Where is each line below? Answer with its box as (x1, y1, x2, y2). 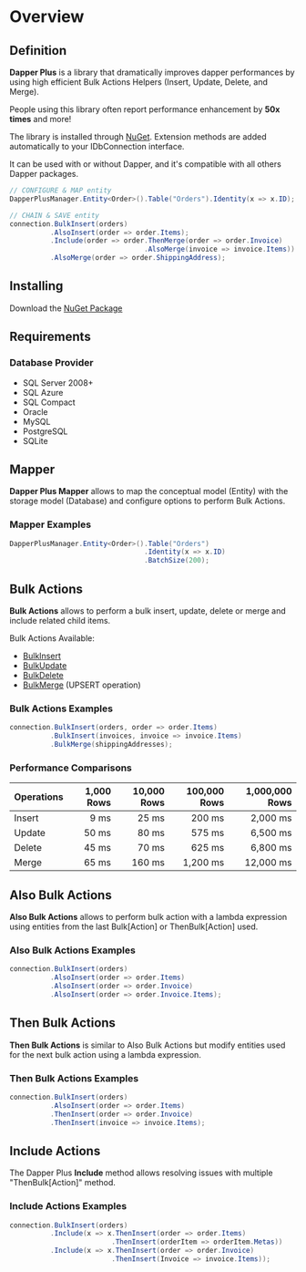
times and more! (9, 114, 72, 124)
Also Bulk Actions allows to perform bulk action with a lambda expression (9, 912, 288, 923)
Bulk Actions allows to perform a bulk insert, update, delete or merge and (9, 605, 287, 616)
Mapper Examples (9, 518, 92, 531)
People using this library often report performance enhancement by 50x (9, 104, 280, 115)
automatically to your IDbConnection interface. (9, 141, 185, 151)
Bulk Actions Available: (9, 633, 96, 644)
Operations (14, 791, 64, 803)
